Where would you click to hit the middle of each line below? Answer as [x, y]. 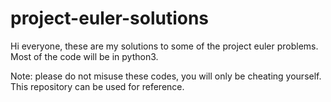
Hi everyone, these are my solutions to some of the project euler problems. [164, 46]
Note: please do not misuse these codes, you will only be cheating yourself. [166, 76]
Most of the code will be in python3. [84, 56]
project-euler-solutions [110, 18]
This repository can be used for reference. [97, 86]
